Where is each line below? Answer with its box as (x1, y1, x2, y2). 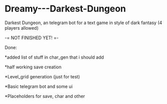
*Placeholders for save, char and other (4, 93, 85, 99)
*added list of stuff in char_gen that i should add (4, 54, 104, 60)
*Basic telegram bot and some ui (4, 83, 73, 89)
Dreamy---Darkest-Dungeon (4, 3, 126, 15)
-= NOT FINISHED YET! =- (4, 35, 59, 41)
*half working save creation (4, 64, 62, 70)
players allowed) (4, 25, 38, 31)
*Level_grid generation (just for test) (4, 73, 80, 79)
